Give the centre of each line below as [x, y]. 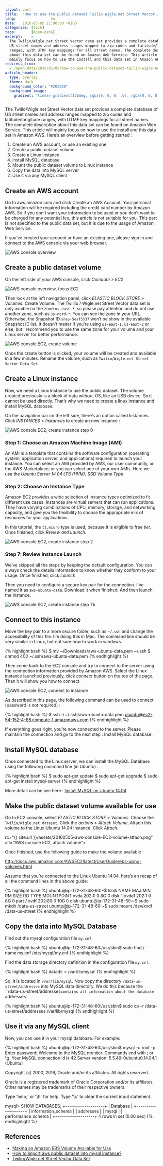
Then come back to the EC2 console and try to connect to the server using [80, 666]
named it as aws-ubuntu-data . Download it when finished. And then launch [79, 590]
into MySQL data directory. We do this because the [92, 986]
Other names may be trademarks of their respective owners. [65, 1087]
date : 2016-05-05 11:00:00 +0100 [41, 23]
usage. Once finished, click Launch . [41, 575]
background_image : [28, 91]
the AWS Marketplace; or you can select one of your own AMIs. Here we [77, 468]
